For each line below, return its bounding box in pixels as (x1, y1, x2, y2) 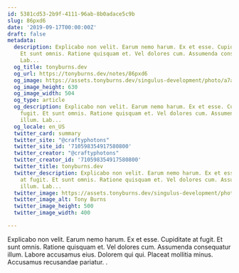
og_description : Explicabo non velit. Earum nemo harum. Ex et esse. (14, 103, 224, 110)
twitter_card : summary (14, 130, 81, 137)
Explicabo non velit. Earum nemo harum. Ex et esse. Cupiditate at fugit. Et (7, 235, 223, 243)
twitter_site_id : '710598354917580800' (14, 143, 132, 150)
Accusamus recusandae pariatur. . (7, 257, 108, 266)
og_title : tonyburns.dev (14, 63, 87, 71)
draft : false (7, 30, 46, 38)
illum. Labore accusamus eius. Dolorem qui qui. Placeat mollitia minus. (7, 250, 213, 259)
